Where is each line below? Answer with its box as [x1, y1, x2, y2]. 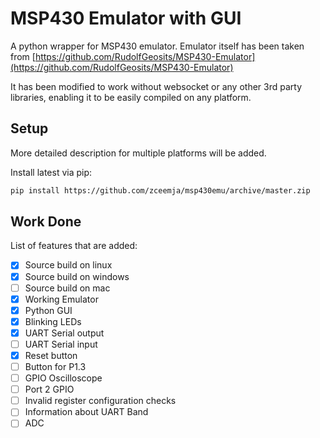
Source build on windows [24, 270, 130, 282]
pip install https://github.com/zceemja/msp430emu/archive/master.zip [10, 185, 311, 196]
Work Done [10, 213, 82, 231]
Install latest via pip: [10, 166, 93, 178]
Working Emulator [24, 293, 99, 305]
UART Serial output [24, 327, 105, 339]
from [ [10, 50, 36, 62]
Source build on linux [24, 259, 113, 271]
